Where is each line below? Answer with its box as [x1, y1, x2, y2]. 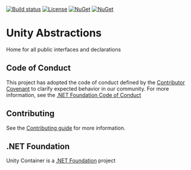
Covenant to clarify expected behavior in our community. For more [6, 85, 170, 92]
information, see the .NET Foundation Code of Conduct [6, 91, 142, 98]
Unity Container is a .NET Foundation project [6, 157, 116, 164]
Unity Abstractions [6, 27, 102, 40]
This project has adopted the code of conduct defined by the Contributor [6, 79, 186, 86]
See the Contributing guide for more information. [6, 124, 126, 131]
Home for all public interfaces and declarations [6, 46, 121, 53]
